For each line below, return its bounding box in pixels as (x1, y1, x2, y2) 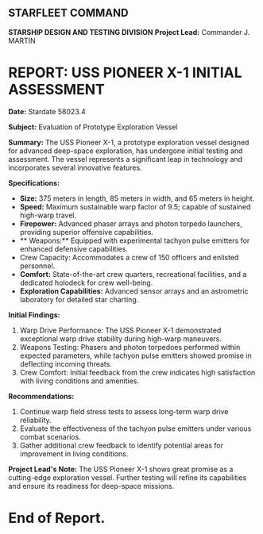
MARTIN (8, 36, 36, 45)
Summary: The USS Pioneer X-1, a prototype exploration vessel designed (8, 137, 249, 147)
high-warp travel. (19, 210, 77, 220)
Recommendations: (8, 391, 75, 401)
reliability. (19, 415, 52, 425)
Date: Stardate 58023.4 (8, 106, 86, 116)
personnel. (19, 261, 56, 271)
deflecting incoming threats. (19, 359, 113, 368)
